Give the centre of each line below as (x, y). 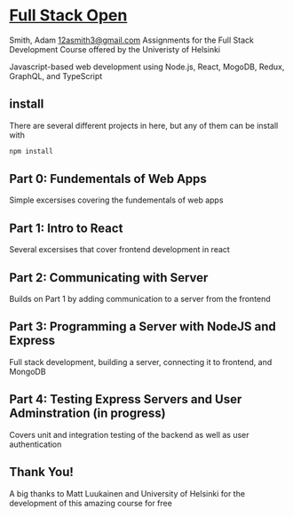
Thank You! (41, 472)
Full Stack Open (68, 16)
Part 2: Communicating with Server (109, 278)
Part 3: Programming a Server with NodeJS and (143, 326)
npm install (31, 151)
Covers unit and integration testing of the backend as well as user (130, 434)
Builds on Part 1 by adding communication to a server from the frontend (140, 299)
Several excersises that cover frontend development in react (120, 250)
